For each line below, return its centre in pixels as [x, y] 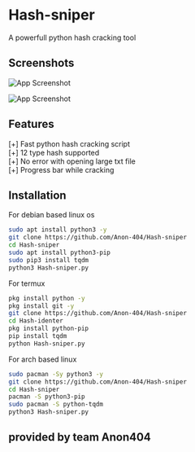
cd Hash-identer [36, 321]
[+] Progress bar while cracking [61, 169]
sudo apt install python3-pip [60, 252]
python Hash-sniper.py [47, 344]
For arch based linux [43, 359]
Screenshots [41, 63]
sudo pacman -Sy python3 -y [56, 374]
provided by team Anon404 [80, 437]
